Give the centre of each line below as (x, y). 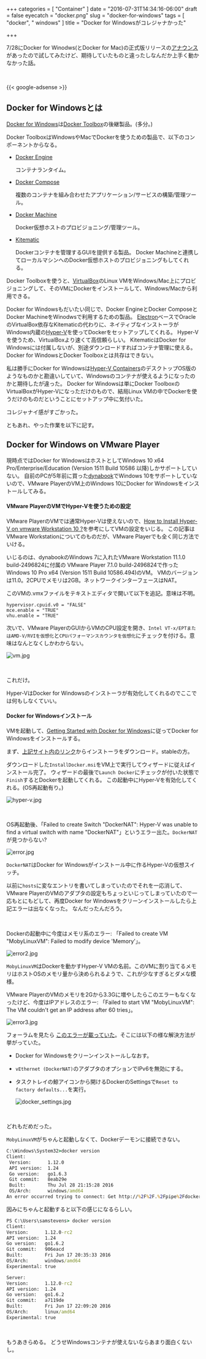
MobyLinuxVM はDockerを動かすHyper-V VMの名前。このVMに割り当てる (96, 966)
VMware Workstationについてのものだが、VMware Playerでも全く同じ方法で (103, 536)
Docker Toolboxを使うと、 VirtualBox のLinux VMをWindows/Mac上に (93, 280)
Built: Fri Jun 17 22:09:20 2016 (59, 1306)
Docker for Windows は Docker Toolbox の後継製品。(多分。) (80, 124)
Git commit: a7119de (35, 1301)
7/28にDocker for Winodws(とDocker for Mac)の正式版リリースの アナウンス (102, 48)
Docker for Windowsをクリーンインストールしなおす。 (84, 1055)
